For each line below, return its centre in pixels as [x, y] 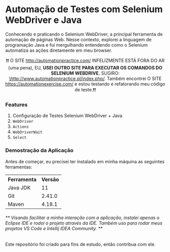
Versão [50, 179]
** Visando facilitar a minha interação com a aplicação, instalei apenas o [82, 218]
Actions [21, 127]
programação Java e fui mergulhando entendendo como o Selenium [77, 45]
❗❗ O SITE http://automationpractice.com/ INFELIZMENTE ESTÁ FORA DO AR [85, 60]
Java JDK [19, 188]
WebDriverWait [27, 132]
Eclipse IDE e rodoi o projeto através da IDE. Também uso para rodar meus [84, 223]
